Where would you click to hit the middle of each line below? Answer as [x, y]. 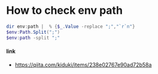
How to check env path [64, 11]
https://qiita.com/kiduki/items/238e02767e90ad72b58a [83, 64]
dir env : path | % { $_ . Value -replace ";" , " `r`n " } [71, 26]
